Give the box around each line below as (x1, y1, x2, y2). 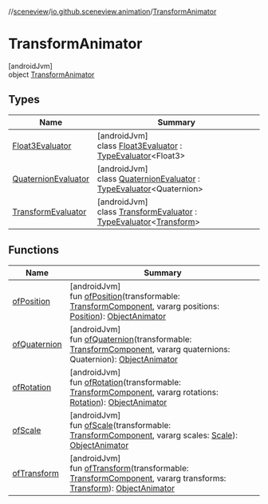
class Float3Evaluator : (97, 140, 183, 151)
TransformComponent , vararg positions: (69, 300, 220, 311)
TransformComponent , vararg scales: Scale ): (69, 430, 238, 441)
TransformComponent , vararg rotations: (69, 386, 219, 398)
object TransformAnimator (8, 70, 95, 79)
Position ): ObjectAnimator (69, 310, 166, 322)
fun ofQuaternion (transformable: (69, 334, 192, 345)
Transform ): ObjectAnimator (69, 482, 175, 494)
